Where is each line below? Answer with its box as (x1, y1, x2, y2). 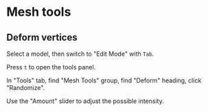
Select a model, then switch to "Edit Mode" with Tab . (6, 49, 154, 58)
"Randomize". (6, 84, 45, 91)
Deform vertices (6, 32, 78, 43)
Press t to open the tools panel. (6, 63, 96, 71)
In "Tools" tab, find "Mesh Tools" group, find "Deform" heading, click (6, 76, 202, 85)
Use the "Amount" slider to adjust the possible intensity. (6, 97, 164, 105)
